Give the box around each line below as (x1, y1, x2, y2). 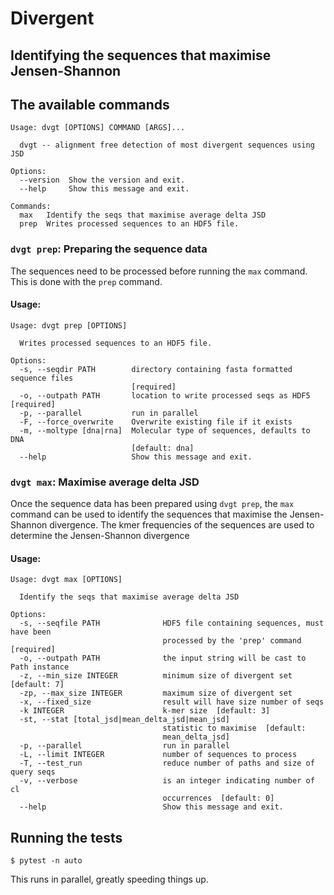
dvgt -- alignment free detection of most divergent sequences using (19, 140, 315, 151)
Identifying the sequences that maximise (10, 47, 272, 64)
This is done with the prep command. (10, 275, 163, 287)
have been (10, 627, 52, 637)
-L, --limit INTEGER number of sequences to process (19, 750, 298, 760)
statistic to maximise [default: (162, 723, 307, 734)
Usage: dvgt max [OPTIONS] (10, 575, 123, 585)
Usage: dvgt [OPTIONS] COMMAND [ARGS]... (10, 123, 186, 133)
